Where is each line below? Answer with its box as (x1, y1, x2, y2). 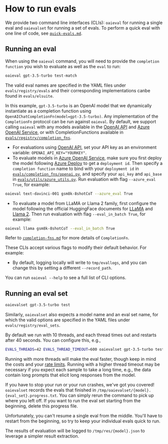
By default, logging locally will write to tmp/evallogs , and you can (12, 260, 147, 266)
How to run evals (5, 3, 76, 15)
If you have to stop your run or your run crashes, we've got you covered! (5, 381, 155, 387)
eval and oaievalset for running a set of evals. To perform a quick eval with (5, 25, 160, 31)
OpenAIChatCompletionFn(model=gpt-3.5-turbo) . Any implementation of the (5, 113, 158, 119)
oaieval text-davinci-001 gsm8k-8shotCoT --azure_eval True (5, 191, 133, 196)
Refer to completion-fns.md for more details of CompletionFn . (5, 235, 129, 241)
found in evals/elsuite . (5, 93, 54, 99)
